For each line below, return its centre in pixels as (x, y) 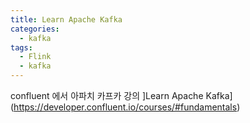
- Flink (35, 57)
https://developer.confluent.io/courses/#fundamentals (125, 107)
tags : (21, 47)
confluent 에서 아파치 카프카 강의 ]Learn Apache (107, 95)
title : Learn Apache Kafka (66, 19)
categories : (35, 29)
